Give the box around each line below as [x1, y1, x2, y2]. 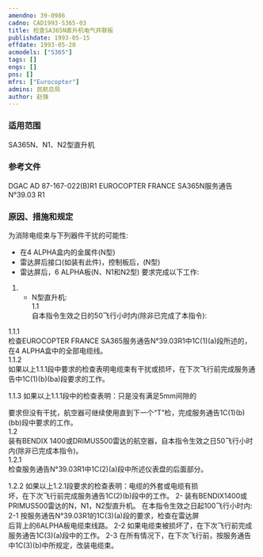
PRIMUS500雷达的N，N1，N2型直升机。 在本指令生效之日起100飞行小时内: [8, 501, 253, 511]
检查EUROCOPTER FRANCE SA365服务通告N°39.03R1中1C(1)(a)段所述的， [8, 336, 252, 345]
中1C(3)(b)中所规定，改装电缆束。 [8, 540, 119, 551]
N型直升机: [31, 292, 67, 302]
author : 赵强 [8, 93, 49, 101]
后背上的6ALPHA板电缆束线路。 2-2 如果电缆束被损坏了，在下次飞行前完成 [8, 521, 253, 531]
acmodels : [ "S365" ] [8, 48, 73, 56]
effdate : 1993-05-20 [8, 41, 77, 49]
